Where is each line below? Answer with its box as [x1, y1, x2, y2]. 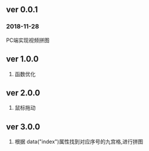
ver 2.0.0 [6, 88, 40, 98]
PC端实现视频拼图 [6, 37, 50, 44]
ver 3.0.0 [6, 122, 40, 132]
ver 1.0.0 [6, 54, 39, 64]
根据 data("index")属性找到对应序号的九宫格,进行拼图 [14, 138, 143, 145]
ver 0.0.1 [6, 5, 38, 15]
